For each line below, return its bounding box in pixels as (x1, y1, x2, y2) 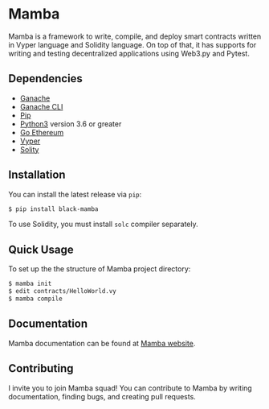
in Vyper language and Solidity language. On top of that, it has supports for (8, 39, 257, 49)
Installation (8, 168, 66, 182)
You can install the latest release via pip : (8, 189, 142, 199)
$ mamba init (8, 279, 52, 288)
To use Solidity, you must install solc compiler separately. (8, 219, 198, 229)
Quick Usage (8, 242, 74, 256)
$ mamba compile (8, 295, 63, 303)
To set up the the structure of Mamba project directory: (8, 264, 191, 274)
